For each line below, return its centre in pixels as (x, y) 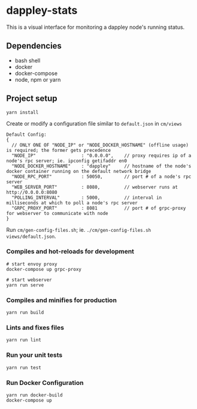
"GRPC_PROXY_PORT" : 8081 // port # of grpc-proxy (99, 208)
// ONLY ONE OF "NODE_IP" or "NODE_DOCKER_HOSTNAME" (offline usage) (100, 145)
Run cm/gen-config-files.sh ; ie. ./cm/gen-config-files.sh (79, 229)
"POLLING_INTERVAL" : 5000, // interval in (87, 198)
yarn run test (24, 368)
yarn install (22, 112)
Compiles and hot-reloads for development (70, 252)
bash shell (28, 60)
